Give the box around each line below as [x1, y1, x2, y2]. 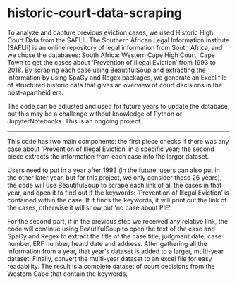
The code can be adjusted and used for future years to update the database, [7, 102, 230, 110]
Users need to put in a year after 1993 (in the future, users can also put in [7, 166, 220, 174]
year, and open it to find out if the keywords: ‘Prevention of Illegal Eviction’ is [7, 188, 230, 197]
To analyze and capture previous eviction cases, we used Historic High [7, 28, 214, 37]
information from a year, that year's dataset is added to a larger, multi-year [7, 247, 224, 255]
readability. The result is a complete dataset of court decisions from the [7, 262, 215, 270]
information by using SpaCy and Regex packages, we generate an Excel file [7, 73, 227, 82]
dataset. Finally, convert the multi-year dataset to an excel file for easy [7, 254, 212, 262]
